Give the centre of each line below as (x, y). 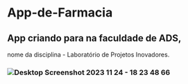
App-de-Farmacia (60, 13)
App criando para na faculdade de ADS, (94, 38)
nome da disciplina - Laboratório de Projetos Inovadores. (88, 54)
